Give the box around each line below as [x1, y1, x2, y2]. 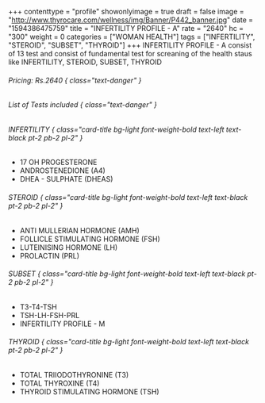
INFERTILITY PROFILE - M [19, 319, 106, 328]
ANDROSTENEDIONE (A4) [19, 166, 106, 175]
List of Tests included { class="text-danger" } [8, 100, 157, 109]
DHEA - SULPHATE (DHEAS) [19, 175, 113, 184]
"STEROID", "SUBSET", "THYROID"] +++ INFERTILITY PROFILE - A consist [8, 40, 252, 50]
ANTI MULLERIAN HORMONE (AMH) [19, 225, 140, 235]
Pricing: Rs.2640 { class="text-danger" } [8, 75, 142, 85]
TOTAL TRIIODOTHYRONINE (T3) [19, 370, 129, 380]
